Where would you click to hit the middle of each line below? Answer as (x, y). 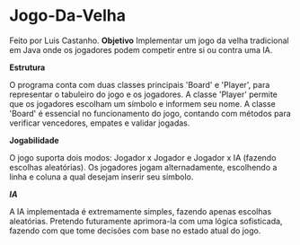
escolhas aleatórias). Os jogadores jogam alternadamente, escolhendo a (143, 167)
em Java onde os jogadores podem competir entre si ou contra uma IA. (141, 49)
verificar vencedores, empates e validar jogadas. (100, 123)
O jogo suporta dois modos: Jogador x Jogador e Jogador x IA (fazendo (143, 157)
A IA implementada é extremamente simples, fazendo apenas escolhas (141, 211)
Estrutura (27, 67)
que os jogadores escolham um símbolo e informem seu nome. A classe (142, 103)
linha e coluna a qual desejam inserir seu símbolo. (101, 177)
